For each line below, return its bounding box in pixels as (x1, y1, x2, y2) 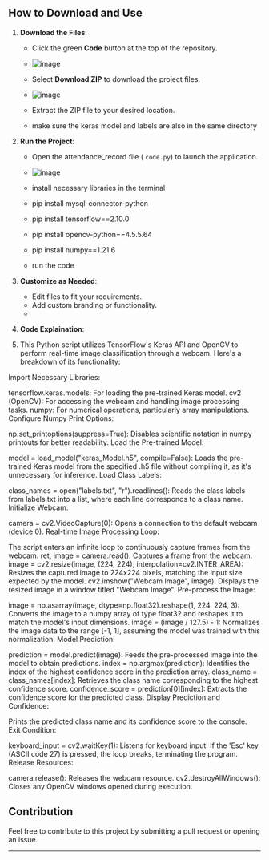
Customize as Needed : (19, 276, 98, 285)
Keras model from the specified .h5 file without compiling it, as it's (33, 461, 252, 471)
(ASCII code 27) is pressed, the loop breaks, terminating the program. (8, 749, 239, 758)
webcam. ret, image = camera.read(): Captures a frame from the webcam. (8, 551, 253, 560)
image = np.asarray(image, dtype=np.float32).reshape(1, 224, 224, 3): (8, 600, 240, 610)
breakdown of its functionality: (19, 357, 121, 366)
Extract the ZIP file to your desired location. (31, 105, 175, 115)
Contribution (8, 805, 74, 818)
